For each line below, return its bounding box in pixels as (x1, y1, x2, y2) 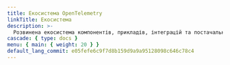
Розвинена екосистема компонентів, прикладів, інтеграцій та (13, 28, 192, 36)
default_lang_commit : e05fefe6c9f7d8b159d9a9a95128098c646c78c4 (7, 48, 194, 55)
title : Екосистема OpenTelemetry (7, 9, 103, 17)
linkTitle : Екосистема (7, 16, 72, 23)
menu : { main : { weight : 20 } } (7, 41, 99, 48)
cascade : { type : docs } (7, 35, 78, 42)
